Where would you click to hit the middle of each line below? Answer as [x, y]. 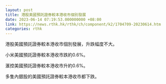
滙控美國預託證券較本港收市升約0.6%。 [47, 66]
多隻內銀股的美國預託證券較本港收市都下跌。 [52, 76]
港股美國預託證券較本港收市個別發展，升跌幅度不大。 [61, 44]
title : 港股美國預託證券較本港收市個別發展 [46, 15]
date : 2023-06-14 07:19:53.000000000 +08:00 [53, 19]
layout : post [19, 10]
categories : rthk [24, 29]
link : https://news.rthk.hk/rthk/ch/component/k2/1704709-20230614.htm [83, 24]
